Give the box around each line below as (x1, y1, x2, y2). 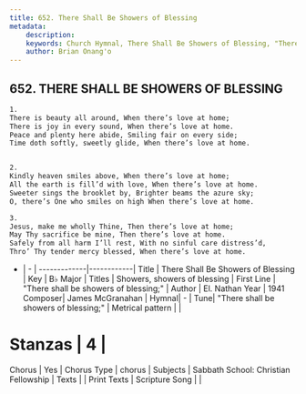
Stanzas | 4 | (9, 334, 107, 355)
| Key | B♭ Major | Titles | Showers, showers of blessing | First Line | (22, 274, 276, 285)
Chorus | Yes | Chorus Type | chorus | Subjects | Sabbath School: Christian (9, 365, 291, 375)
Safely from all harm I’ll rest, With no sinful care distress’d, (9, 238, 267, 248)
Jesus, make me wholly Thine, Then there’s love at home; (9, 222, 234, 231)
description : (25, 30, 76, 39)
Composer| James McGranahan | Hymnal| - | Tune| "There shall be (22, 293, 275, 304)
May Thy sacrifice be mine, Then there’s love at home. (9, 230, 226, 239)
